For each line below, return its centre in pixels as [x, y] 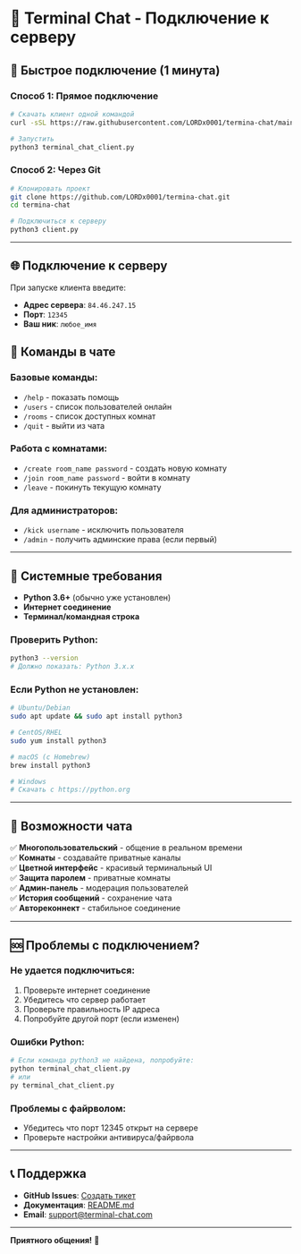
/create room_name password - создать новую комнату [125, 468]
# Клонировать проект [50, 188]
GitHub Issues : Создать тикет [79, 1195]
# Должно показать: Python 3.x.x [72, 667]
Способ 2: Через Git [55, 170]
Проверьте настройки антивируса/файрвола [109, 1137]
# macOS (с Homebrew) [50, 757]
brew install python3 [50, 765]
